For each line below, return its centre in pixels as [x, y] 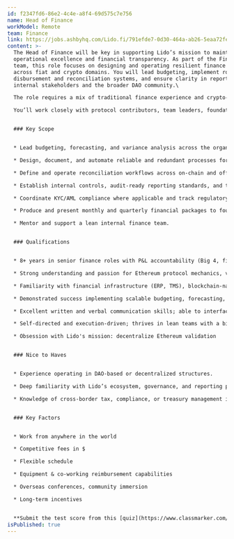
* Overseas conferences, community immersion [81, 487]
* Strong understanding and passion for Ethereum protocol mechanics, [118, 273]
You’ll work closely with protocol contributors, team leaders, [109, 110]
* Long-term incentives [48, 499]
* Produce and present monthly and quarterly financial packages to [115, 211]
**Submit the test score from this [65, 518]
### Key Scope [34, 129]
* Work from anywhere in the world [65, 436]
